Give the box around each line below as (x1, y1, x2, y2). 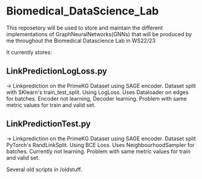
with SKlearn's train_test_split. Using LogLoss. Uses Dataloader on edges (6, 89, 189, 96)
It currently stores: (6, 48, 53, 55)
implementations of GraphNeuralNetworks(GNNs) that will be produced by (6, 30, 192, 37)
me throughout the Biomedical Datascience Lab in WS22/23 (6, 37, 156, 44)
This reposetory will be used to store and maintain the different (6, 24, 163, 31)
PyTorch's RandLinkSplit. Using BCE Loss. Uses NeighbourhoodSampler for (6, 141, 195, 148)
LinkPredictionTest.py (6, 119, 91, 129)
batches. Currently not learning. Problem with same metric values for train (6, 148, 191, 155)
